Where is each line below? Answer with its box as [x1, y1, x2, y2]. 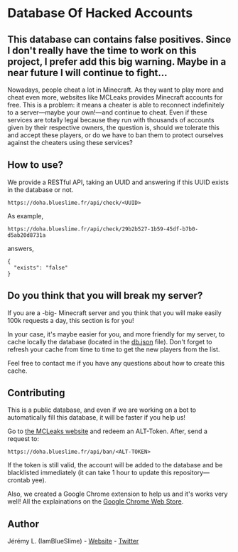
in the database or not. [7, 185, 74, 193]
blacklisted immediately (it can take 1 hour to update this [7, 468, 172, 477]
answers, [7, 244, 34, 253]
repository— [173, 468, 210, 477]
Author [7, 518, 39, 530]
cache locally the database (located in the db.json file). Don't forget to [7, 337, 212, 346]
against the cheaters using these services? [7, 139, 133, 147]
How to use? [7, 159, 64, 171]
